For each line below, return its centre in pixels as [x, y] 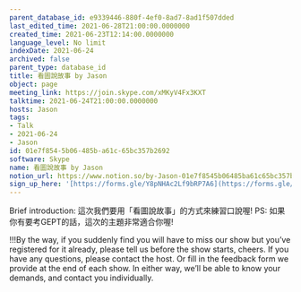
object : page [34, 84]
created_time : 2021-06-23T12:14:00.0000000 [92, 34]
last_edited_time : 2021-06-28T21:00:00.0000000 [100, 26]
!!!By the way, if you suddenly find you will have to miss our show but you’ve [150, 240]
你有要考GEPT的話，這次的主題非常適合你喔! [91, 222]
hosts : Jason [34, 109]
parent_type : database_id [57, 68]
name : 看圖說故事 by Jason [56, 167]
